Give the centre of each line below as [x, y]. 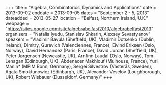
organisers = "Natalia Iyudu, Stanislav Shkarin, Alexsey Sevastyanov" [78, 34]
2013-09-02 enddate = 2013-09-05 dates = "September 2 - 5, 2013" [77, 13]
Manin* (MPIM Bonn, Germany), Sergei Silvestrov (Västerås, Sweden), [79, 66]
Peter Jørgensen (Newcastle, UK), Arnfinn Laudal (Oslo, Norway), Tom [79, 56]
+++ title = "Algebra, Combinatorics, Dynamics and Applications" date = [81, 7]
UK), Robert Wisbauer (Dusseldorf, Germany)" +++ [59, 77]
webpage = [17, 23]
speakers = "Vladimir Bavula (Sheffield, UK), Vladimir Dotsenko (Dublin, [80, 39]
